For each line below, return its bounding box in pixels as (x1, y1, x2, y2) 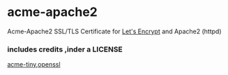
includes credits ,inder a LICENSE (7, 44, 123, 54)
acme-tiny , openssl (7, 60, 61, 69)
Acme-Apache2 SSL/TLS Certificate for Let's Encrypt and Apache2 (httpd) (7, 27, 222, 35)
